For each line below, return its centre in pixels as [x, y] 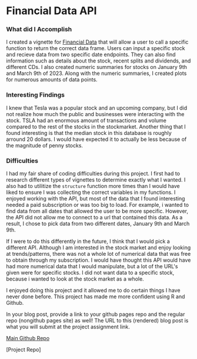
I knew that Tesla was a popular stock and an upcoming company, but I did [96, 108]
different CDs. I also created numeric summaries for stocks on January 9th [96, 67]
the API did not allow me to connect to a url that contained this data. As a [94, 218]
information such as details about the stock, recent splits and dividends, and [98, 61]
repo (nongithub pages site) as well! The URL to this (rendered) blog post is [97, 321]
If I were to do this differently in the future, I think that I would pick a [88, 241]
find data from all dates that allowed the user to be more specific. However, [97, 211]
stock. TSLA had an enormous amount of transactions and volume [86, 120]
